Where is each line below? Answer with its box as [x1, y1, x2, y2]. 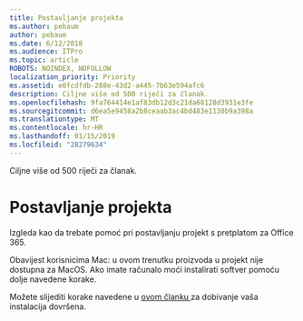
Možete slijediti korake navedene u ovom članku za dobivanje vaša [9, 291, 259, 302]
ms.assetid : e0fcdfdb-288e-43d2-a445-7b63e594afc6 [9, 81, 205, 90]
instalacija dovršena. [9, 301, 86, 312]
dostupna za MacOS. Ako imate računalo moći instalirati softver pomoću [9, 264, 279, 275]
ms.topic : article [9, 55, 79, 65]
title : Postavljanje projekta [9, 13, 124, 23]
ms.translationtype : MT [9, 115, 100, 124]
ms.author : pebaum [9, 22, 79, 31]
